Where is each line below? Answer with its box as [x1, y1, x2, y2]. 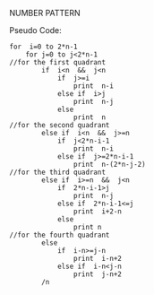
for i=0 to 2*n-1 [9, 42, 78, 51]
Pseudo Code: [9, 25, 63, 35]
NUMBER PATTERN [9, 8, 81, 18]
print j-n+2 [73, 270, 123, 279]
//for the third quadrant [9, 168, 106, 177]
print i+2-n [73, 207, 123, 216]
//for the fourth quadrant [9, 230, 110, 239]
